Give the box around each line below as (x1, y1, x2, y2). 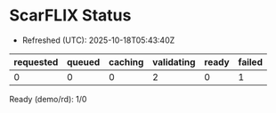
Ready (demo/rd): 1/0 (9, 93, 87, 104)
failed (238, 55, 263, 68)
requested (13, 55, 59, 68)
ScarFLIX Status (9, 5, 132, 26)
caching (108, 55, 144, 68)
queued (66, 55, 101, 68)
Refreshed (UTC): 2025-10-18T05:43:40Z (21, 35, 175, 45)
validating (152, 55, 196, 68)
